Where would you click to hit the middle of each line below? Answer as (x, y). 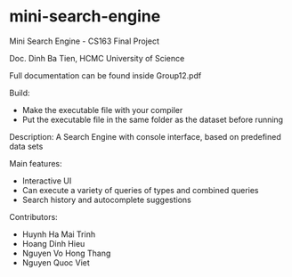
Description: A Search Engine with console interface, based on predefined (146, 136)
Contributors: (33, 216)
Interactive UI (47, 181)
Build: (20, 93)
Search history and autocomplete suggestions (106, 200)
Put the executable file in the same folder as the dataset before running (152, 119)
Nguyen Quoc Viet (56, 262)
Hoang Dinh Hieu (53, 243)
